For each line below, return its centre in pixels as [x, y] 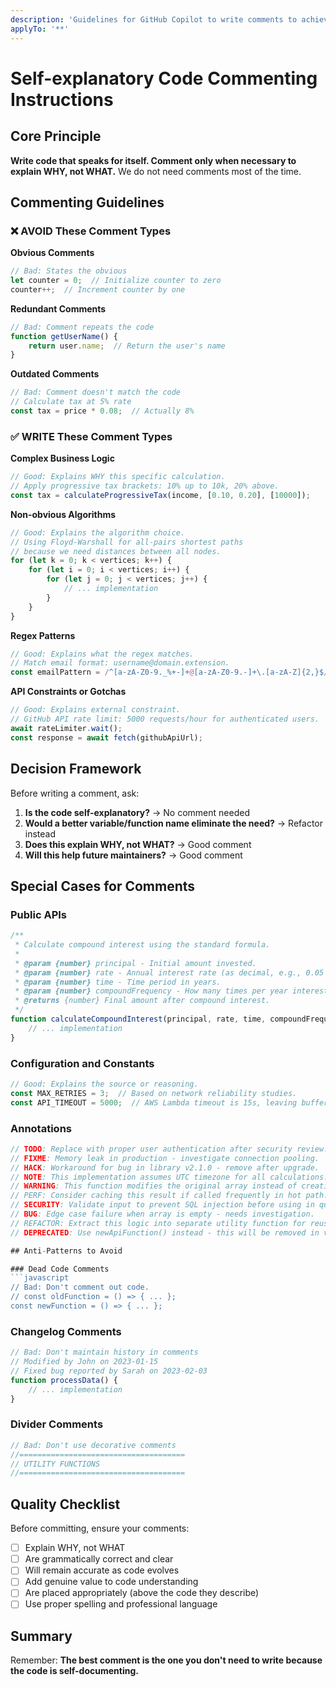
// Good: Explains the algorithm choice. [98, 532]
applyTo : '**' [40, 29]
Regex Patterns [43, 635]
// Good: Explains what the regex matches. [102, 654]
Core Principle [56, 136]
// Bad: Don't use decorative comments [93, 1445]
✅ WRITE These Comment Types [91, 436]
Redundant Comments [58, 308]
